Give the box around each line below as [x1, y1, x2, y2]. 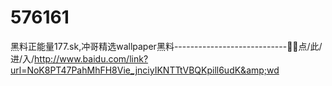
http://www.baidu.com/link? [34, 52, 149, 65]
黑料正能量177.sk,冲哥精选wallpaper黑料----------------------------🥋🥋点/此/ [10, 40, 323, 52]
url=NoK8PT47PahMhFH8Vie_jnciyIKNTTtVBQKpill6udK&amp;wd [10, 64, 280, 76]
